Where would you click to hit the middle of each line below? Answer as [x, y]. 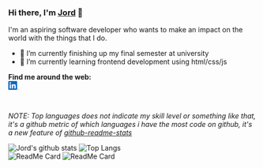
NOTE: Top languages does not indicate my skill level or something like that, [132, 116]
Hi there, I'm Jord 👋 [46, 13]
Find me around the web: [50, 77]
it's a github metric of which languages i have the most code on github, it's [130, 125]
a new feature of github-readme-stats [70, 133]
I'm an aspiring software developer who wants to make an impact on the [126, 30]
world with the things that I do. [58, 38]
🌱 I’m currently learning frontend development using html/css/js [123, 62]
